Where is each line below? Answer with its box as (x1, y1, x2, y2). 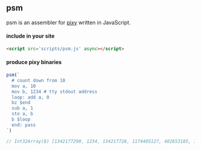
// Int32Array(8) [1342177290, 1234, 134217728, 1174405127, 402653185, (6, 138, 191, 144)
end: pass (11, 122, 36, 128)
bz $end (11, 100, 31, 106)
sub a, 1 (11, 105, 33, 111)
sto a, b (11, 111, 33, 117)
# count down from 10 (11, 77, 66, 84)
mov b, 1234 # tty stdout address (11, 88, 98, 94)
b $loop (11, 117, 31, 123)
